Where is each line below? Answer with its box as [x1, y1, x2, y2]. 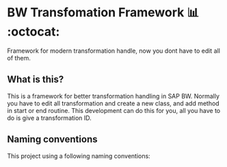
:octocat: [7, 24, 60, 40]
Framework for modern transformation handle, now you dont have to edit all [7, 47, 221, 55]
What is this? [7, 74, 64, 86]
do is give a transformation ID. [7, 114, 92, 122]
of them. [7, 53, 31, 62]
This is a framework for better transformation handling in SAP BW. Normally [7, 92, 220, 100]
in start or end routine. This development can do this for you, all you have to [7, 106, 221, 114]
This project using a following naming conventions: [7, 151, 150, 160]
